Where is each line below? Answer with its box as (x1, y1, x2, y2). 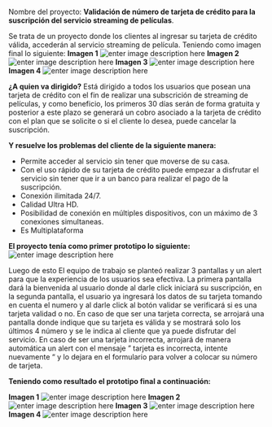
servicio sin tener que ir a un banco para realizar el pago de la (20, 174, 229, 183)
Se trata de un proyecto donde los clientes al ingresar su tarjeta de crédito (8, 32, 258, 41)
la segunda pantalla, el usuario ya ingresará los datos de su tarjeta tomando (8, 292, 263, 301)
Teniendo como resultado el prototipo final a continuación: (8, 377, 212, 386)
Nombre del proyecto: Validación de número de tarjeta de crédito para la (8, 7, 256, 16)
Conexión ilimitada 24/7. (20, 191, 102, 200)
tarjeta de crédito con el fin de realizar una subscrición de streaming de (8, 90, 248, 100)
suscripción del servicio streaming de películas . (8, 15, 174, 25)
